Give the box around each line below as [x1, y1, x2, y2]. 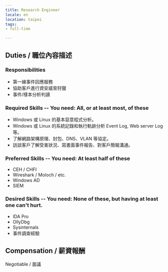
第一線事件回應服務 [12, 78, 53, 84]
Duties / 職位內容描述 [5, 51, 72, 59]
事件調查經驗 [12, 230, 40, 236]
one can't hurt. [5, 202, 43, 209]
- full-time [5, 26, 30, 32]
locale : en [5, 12, 28, 17]
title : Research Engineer [5, 7, 60, 13]
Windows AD [12, 177, 40, 184]
